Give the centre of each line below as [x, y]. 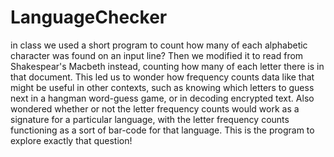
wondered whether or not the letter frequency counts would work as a [155, 108]
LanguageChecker [89, 17]
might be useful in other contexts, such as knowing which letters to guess [162, 87]
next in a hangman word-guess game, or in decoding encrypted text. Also [162, 98]
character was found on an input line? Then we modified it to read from [157, 55]
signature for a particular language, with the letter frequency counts [150, 119]
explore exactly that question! [71, 140]
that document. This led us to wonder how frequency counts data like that [162, 77]
